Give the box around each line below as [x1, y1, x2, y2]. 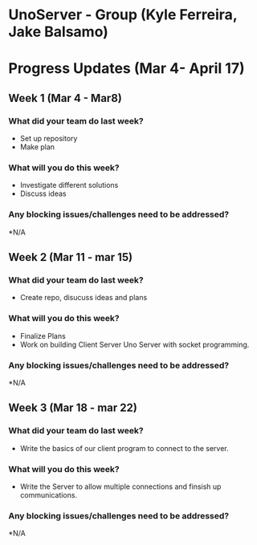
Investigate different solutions [19, 181, 119, 190]
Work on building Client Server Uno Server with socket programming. [19, 340, 250, 349]
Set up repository [19, 134, 78, 144]
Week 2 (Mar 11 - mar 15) [8, 250, 133, 264]
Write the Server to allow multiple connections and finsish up [19, 482, 222, 491]
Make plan [19, 142, 55, 152]
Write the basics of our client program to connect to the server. [19, 443, 229, 453]
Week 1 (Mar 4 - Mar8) [8, 91, 123, 105]
